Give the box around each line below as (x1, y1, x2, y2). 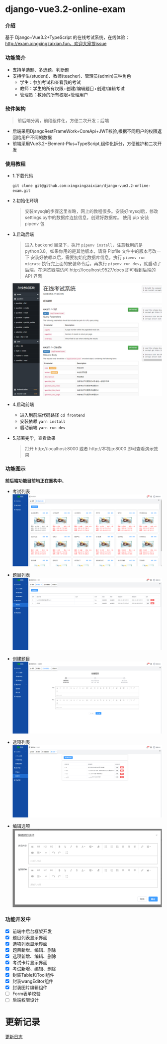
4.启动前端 (12, 401, 34, 407)
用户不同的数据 (21, 135, 52, 141)
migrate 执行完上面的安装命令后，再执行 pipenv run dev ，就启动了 (24, 261, 162, 267)
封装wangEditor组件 (12, 978, 54, 984)
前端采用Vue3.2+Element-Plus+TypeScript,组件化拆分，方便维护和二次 (12, 141, 158, 147)
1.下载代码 (12, 173, 33, 179)
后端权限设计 (12, 997, 39, 1003)
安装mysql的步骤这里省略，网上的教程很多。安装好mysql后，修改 (24, 208, 159, 214)
